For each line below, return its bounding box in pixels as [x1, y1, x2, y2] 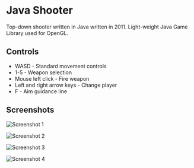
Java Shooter [6, 4, 73, 17]
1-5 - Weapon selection [14, 69, 72, 76]
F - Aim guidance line [14, 87, 67, 95]
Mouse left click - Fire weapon [14, 75, 90, 82]
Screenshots [6, 105, 55, 115]
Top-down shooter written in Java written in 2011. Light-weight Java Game [6, 23, 188, 30]
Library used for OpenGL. [6, 29, 69, 36]
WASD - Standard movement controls [14, 62, 107, 69]
